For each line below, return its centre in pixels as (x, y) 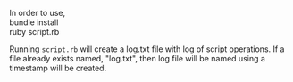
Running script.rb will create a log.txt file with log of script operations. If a (147, 49)
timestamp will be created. (58, 68)
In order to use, (37, 13)
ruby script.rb (34, 32)
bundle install (34, 22)
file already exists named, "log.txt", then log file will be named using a (138, 58)
